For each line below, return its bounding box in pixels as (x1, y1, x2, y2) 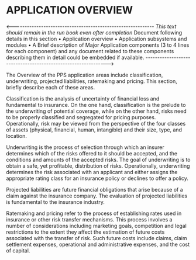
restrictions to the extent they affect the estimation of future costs (6, 228, 165, 235)
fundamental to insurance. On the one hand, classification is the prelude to (6, 101, 186, 108)
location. (6, 132, 27, 139)
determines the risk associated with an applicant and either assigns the (6, 168, 178, 175)
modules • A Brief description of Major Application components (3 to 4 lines (6, 41, 190, 48)
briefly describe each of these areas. (6, 84, 95, 91)
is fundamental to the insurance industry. (6, 198, 105, 205)
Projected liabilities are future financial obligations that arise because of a (6, 186, 183, 193)
